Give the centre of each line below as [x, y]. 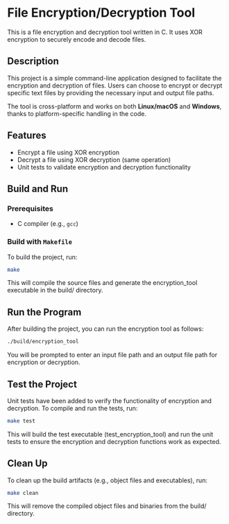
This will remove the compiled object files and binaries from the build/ [107, 506]
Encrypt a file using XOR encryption [68, 152]
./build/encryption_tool [43, 342]
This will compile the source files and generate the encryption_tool [102, 283]
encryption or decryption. [44, 362]
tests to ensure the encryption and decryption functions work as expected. [114, 441]
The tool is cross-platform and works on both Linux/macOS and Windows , [114, 106]
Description [33, 62]
